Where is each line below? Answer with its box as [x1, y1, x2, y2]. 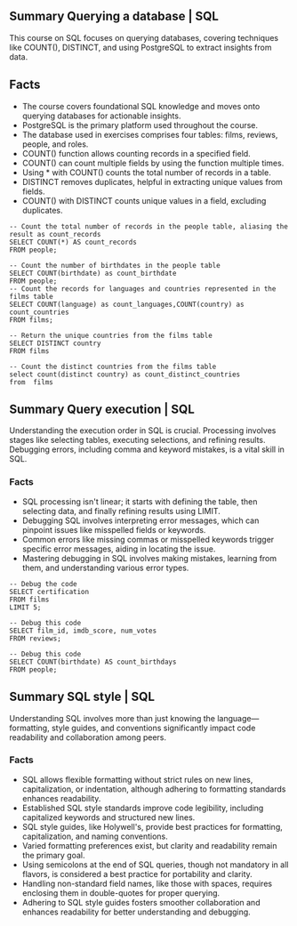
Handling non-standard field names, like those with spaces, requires [21, 878, 273, 889]
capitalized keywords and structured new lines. [21, 811, 196, 823]
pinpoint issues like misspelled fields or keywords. [21, 524, 206, 535]
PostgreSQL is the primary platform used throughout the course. [21, 119, 259, 130]
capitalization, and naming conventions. [21, 831, 169, 841]
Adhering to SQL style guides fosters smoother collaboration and [21, 897, 261, 907]
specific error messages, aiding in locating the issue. [21, 544, 216, 554]
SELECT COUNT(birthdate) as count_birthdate [9, 269, 177, 278]
